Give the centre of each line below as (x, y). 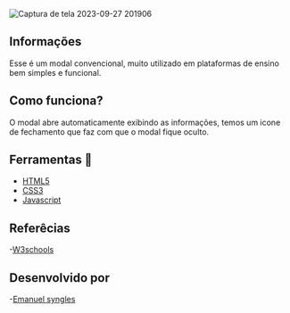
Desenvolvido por (59, 278)
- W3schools (32, 250)
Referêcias (40, 228)
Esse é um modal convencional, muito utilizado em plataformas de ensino (144, 63)
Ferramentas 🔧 (51, 160)
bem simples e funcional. (55, 72)
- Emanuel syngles (42, 300)
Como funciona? (56, 101)
